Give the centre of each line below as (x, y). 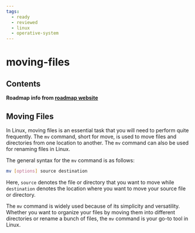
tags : (13, 11)
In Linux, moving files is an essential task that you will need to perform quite (97, 130)
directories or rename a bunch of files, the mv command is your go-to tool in (97, 218)
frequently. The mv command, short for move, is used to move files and (91, 136)
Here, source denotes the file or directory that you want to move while (90, 182)
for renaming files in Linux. (38, 149)
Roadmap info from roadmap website (52, 98)
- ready (21, 17)
